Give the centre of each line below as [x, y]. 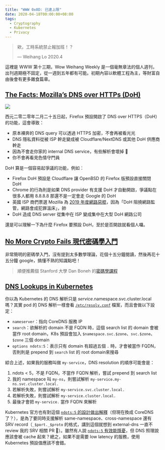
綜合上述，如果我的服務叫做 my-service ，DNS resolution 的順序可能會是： [80, 363]
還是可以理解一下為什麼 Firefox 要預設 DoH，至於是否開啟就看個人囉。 [77, 225]
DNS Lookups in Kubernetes [49, 287]
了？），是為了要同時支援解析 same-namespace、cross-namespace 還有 [78, 418]
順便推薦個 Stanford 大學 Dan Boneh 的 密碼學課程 [67, 271]
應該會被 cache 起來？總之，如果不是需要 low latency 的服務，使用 [72, 437]
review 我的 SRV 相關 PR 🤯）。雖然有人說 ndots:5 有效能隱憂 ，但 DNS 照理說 [82, 431]
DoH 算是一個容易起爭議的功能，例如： [45, 168]
